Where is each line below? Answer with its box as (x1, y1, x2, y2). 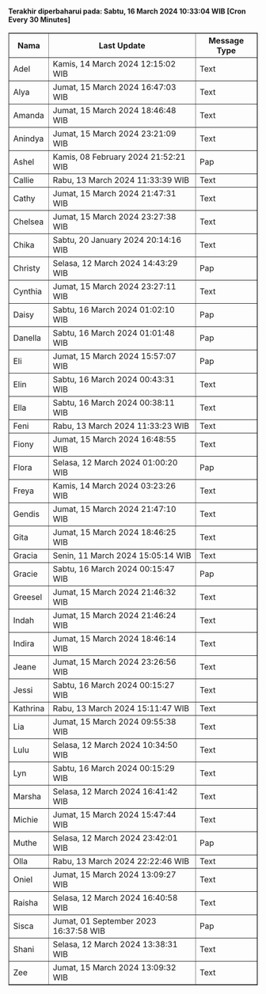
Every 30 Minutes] (8, 14, 71, 24)
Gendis (13, 509, 40, 520)
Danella (13, 332, 42, 343)
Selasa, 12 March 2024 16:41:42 (52, 786, 178, 797)
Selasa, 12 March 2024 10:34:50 (52, 740, 178, 751)
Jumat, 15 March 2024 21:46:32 (52, 586, 177, 598)
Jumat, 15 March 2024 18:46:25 (52, 527, 177, 538)
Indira (13, 638, 35, 649)
